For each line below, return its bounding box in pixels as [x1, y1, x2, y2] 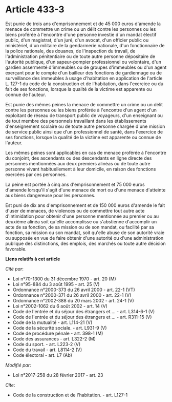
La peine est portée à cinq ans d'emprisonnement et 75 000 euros [5, 181, 145, 187]
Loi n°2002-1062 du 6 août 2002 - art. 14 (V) [12, 303, 107, 309]
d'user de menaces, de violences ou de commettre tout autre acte [5, 207, 145, 214]
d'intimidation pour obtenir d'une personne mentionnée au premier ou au [5, 213, 159, 219]
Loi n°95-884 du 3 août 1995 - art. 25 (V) [12, 281, 100, 287]
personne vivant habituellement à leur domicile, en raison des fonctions [5, 166, 156, 172]
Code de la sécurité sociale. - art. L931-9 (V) [12, 324, 107, 331]
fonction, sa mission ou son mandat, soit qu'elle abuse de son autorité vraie [5, 229, 165, 236]
